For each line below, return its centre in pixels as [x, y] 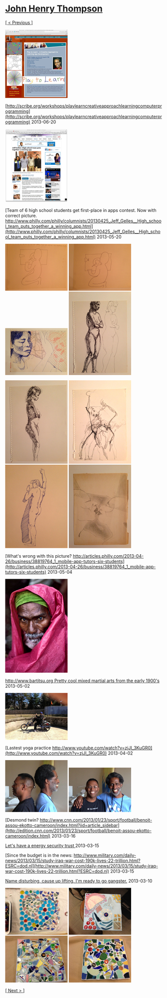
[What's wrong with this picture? [39, 556]
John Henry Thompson [54, 9]
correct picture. [21, 215]
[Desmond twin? [22, 820]
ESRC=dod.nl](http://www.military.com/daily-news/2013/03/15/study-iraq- [82, 866]
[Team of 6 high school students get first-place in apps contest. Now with [81, 210]
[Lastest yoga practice [28, 748]
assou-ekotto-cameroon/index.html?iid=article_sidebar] [62, 825]
